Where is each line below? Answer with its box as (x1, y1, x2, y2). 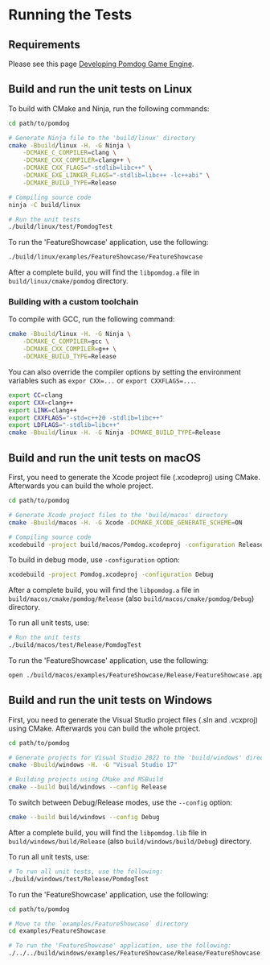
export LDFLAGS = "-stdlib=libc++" (8, 421, 121, 429)
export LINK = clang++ (8, 406, 78, 414)
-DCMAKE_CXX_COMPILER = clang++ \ (22, 156, 131, 164)
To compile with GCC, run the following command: (8, 314, 175, 324)
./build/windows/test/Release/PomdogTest (8, 875, 149, 883)
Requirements (8, 38, 80, 52)
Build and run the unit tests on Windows (8, 694, 213, 707)
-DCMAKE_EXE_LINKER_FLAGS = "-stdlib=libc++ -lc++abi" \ (22, 172, 211, 180)
